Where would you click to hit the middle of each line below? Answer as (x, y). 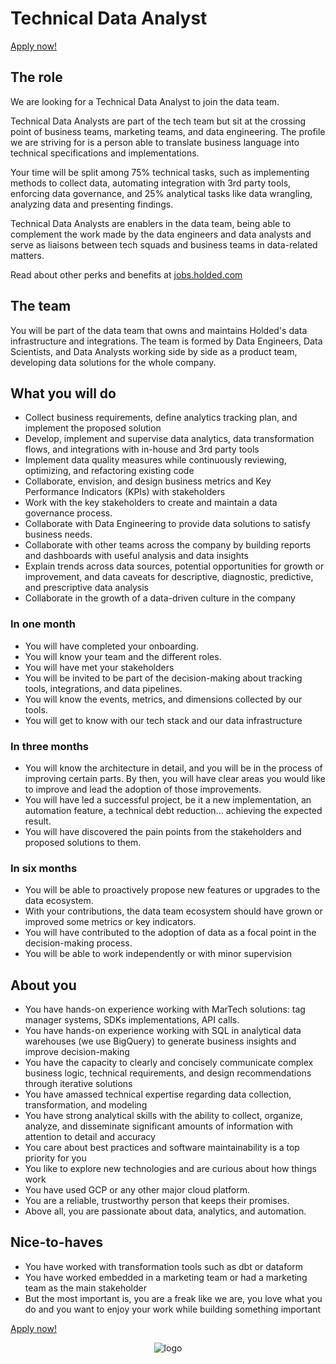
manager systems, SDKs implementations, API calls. (132, 1020)
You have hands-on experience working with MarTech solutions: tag (165, 1009)
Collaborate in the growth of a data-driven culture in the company (160, 598)
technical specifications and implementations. (105, 153)
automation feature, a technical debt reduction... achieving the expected (173, 810)
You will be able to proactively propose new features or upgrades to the (172, 890)
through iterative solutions (78, 1084)
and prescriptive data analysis (87, 588)
